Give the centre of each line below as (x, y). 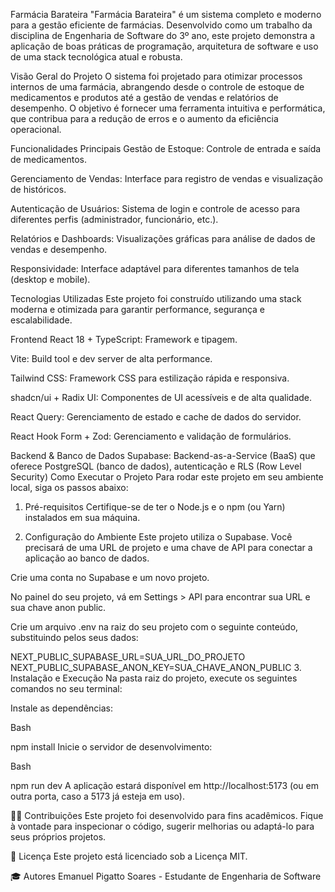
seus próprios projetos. (58, 837)
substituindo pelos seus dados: (74, 637)
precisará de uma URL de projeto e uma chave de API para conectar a (168, 547)
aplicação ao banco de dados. (87, 558)
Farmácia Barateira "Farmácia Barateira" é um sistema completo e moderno (166, 14)
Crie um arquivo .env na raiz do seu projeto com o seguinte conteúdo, (154, 627)
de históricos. (38, 189)
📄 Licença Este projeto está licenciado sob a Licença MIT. (129, 856)
